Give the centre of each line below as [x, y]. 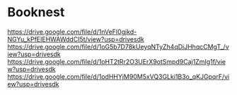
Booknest [36, 12]
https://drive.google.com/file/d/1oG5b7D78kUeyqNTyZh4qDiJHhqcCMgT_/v [118, 46]
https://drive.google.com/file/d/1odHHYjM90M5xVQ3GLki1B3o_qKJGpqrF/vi [118, 76]
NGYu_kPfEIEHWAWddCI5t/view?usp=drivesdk [76, 39]
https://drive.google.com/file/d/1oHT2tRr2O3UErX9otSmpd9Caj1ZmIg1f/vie [117, 61]
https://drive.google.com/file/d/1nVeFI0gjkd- [72, 32]
